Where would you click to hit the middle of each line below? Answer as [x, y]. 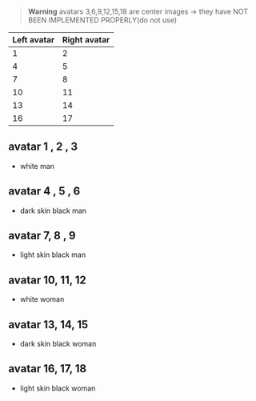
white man [37, 166]
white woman [42, 299]
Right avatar [86, 40]
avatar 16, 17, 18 [48, 369]
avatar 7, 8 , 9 [42, 236]
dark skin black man [53, 211]
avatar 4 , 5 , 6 [44, 191]
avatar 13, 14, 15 [48, 325]
